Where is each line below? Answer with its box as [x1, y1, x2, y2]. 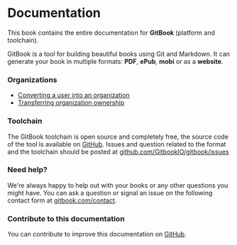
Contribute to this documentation [7, 214, 126, 224]
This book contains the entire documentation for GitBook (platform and [7, 28, 215, 37]
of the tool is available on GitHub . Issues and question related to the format [7, 139, 226, 148]
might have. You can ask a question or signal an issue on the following [7, 188, 213, 197]
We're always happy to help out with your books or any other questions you [7, 181, 228, 189]
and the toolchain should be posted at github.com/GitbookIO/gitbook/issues [7, 147, 229, 156]
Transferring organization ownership [17, 98, 125, 107]
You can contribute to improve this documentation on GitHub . [7, 230, 187, 239]
